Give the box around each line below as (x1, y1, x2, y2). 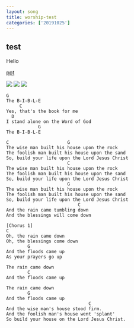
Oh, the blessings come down (6, 238, 78, 244)
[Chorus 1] (6, 223, 33, 229)
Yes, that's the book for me (6, 108, 78, 115)
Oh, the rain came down (6, 233, 65, 239)
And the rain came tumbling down (6, 207, 89, 213)
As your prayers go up (6, 254, 62, 260)
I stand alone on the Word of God (6, 119, 92, 125)
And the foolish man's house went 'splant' (6, 311, 116, 317)
